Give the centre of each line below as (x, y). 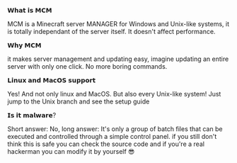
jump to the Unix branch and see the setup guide (79, 101)
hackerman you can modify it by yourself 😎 (71, 151)
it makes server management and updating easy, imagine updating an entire (118, 59)
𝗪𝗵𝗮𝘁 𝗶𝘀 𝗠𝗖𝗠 (30, 10)
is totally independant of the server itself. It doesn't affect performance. (111, 32)
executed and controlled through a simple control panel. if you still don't (112, 136)
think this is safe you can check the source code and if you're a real (106, 144)
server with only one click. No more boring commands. (87, 66)
